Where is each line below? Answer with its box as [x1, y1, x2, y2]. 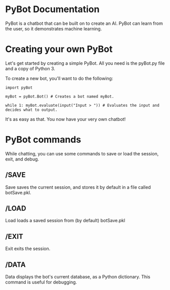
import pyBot [5, 85, 33, 90]
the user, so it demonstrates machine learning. [5, 25, 102, 31]
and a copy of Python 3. [5, 65, 56, 71]
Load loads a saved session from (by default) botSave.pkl [5, 218, 125, 224]
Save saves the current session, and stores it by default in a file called [5, 184, 151, 190]
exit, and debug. [5, 156, 39, 162]
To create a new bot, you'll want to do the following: [5, 75, 113, 81]
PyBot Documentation [5, 4, 100, 15]
